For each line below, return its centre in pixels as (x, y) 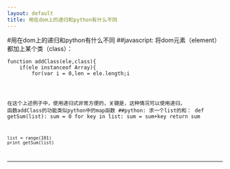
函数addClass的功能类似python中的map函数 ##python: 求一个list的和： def (105, 111)
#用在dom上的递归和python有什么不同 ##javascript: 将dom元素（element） (114, 40)
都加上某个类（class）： (40, 48)
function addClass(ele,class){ (52, 61)
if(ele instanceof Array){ (58, 67)
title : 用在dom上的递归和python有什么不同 (62, 20)
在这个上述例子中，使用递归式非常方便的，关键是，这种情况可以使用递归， (97, 104)
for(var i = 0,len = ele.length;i (81, 73)
